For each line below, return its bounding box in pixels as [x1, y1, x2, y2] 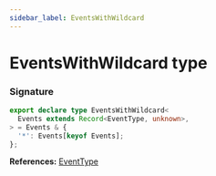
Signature [9, 85, 55, 98]
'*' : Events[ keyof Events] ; [17, 131, 125, 140]
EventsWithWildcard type [9, 52, 208, 73]
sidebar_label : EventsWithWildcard [9, 13, 145, 23]
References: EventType [9, 156, 98, 167]
